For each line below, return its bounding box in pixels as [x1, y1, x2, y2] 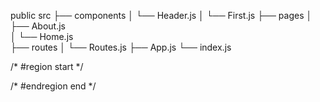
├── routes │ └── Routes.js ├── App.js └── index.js [10, 41, 232, 53]
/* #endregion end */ [10, 80, 97, 92]
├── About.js [10, 20, 66, 32]
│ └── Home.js [10, 31, 74, 42]
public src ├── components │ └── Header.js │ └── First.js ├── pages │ [10, 10, 313, 21]
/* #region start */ [10, 61, 84, 72]
